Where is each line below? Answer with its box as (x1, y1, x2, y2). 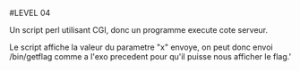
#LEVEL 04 (9, 8, 51, 18)
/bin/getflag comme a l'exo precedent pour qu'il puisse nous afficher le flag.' (9, 51, 292, 61)
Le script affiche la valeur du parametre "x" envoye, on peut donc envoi (9, 42, 273, 52)
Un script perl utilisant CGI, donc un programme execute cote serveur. (9, 25, 269, 35)
